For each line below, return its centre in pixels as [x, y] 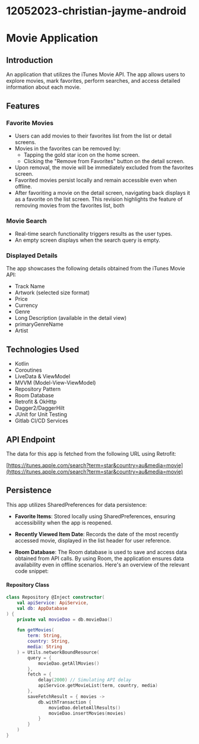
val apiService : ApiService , [53, 603]
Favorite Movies [30, 123]
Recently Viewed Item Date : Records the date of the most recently [97, 534]
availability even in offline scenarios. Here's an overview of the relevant [102, 565]
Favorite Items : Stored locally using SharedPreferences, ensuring [95, 516]
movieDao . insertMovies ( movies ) [87, 713]
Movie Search [27, 220]
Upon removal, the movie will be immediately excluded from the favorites [104, 167]
